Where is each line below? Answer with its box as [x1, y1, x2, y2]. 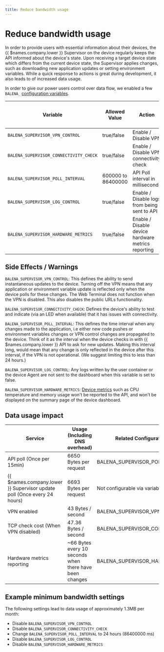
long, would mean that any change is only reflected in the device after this [5, 347, 154, 353]
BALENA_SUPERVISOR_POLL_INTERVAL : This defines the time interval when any [5, 321, 155, 327]
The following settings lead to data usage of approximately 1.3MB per [5, 606, 144, 611]
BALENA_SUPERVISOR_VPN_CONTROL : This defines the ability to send [5, 276, 133, 282]
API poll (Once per [7, 456, 50, 462]
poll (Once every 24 [7, 491, 54, 498]
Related [115, 435, 133, 442]
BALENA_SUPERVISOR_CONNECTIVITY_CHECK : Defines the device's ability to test [5, 306, 155, 312]
